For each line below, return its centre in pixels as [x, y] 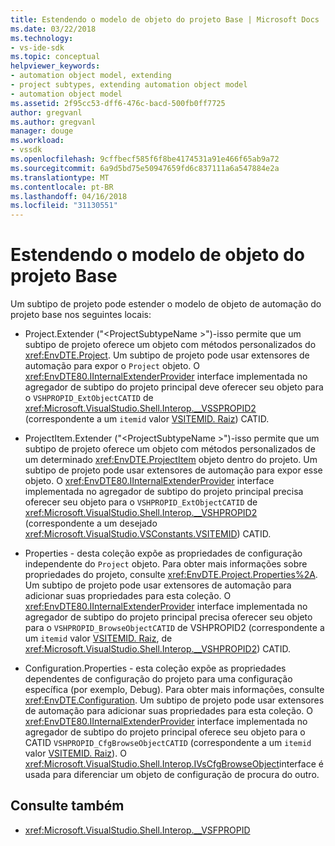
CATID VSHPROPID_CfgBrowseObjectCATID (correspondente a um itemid [168, 743]
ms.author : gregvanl [53, 122]
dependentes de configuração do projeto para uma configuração [158, 679]
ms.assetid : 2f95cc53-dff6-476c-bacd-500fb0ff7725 [118, 103]
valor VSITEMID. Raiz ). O [75, 753]
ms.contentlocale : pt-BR [62, 187]
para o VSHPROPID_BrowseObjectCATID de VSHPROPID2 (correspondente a [174, 628]
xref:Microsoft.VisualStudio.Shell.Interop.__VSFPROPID [137, 830]
